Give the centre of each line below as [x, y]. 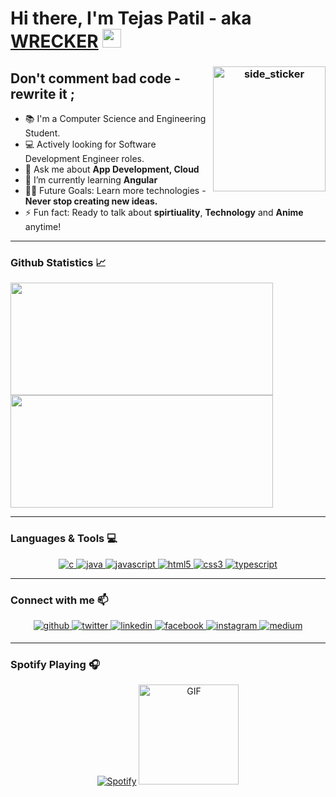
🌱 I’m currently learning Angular [91, 180]
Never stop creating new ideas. [91, 201]
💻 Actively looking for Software [90, 144]
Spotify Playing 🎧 [55, 664]
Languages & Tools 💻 [64, 539]
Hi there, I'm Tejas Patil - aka [131, 18]
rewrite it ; [42, 93]
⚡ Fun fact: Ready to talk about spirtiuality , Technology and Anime [164, 212]
